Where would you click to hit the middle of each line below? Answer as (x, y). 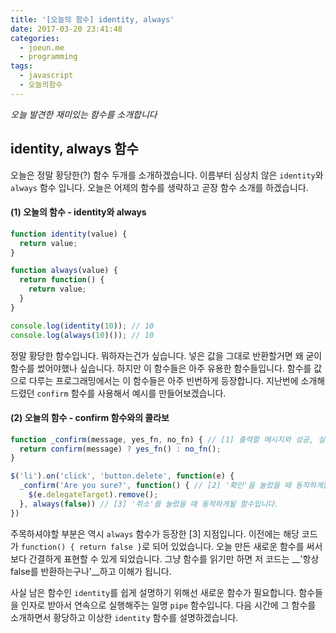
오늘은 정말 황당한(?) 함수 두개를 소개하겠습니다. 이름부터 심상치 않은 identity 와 (167, 175)
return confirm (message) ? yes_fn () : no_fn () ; (120, 449)
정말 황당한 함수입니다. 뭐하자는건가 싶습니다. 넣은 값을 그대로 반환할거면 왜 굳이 (166, 355)
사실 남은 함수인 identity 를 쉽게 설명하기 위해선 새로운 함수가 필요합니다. (153, 592)
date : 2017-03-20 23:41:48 (66, 29)
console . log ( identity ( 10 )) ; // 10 (82, 326)
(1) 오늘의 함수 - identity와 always (78, 212)
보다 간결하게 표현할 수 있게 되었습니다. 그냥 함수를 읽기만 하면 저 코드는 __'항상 (165, 558)
